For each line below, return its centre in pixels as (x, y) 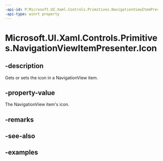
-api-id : (14, 9)
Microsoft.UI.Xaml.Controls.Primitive (81, 38)
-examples (22, 153)
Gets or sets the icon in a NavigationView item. (52, 77)
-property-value (30, 93)
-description (24, 66)
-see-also (20, 136)
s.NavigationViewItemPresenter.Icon (81, 48)
